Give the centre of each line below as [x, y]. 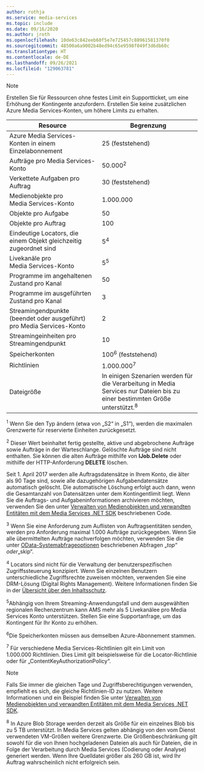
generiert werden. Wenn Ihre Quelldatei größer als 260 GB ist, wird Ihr [93, 756]
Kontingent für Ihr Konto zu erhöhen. [52, 622]
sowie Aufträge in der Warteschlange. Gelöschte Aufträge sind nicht [91, 449]
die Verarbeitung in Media [139, 384]
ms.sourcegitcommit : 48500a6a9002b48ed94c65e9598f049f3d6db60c [88, 46]
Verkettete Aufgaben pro [45, 178]
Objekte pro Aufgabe [39, 214]
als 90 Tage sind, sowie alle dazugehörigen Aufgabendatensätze [87, 480]
